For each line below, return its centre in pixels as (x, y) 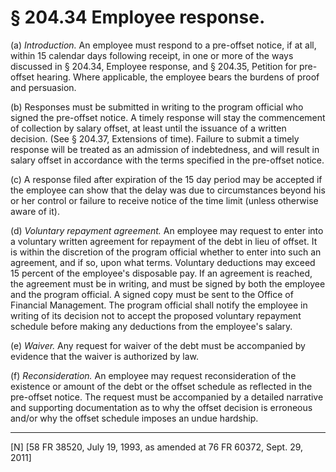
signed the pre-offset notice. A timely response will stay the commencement (168, 117)
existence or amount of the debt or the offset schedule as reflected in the (161, 386)
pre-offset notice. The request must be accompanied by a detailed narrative (167, 397)
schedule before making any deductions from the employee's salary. (151, 326)
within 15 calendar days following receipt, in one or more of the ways (152, 55)
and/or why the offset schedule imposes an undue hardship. (134, 418)
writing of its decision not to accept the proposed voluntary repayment (156, 315)
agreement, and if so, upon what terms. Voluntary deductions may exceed (163, 262)
